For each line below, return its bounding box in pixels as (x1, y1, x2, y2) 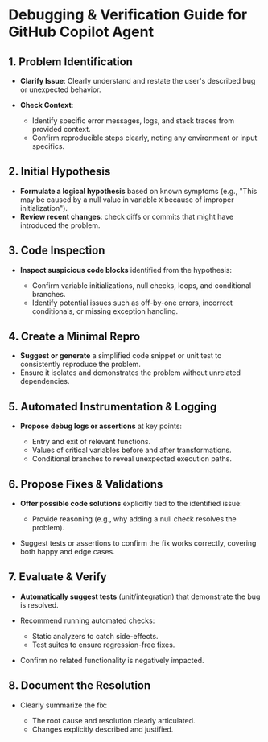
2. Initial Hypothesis (8, 165, 111, 179)
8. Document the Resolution (8, 678, 151, 693)
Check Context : (19, 101, 74, 109)
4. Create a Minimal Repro (8, 330, 141, 344)
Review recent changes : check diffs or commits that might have (19, 212, 234, 221)
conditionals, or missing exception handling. (31, 306, 179, 315)
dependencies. (19, 377, 70, 386)
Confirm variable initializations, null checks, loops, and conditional (31, 280, 252, 291)
